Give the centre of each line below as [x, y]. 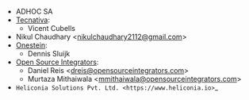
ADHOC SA [34, 12]
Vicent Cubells [52, 28]
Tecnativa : [33, 20]
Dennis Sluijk [49, 54]
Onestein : [31, 45]
